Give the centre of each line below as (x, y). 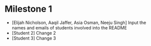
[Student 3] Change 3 (34, 38)
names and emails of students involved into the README (69, 27)
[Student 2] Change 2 (34, 33)
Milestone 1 (28, 9)
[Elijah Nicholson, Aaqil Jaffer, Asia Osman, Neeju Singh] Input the (79, 23)
